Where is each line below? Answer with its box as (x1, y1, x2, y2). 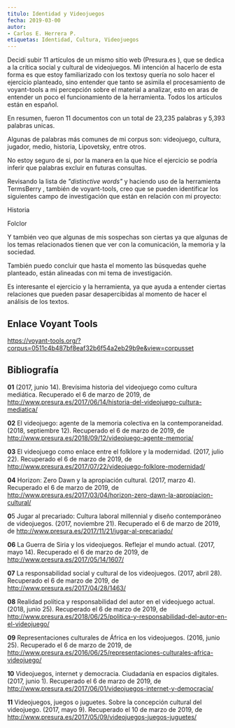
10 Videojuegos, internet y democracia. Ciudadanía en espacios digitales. (7, 669, 219, 677)
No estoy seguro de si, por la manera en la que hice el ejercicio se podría (7, 156, 218, 165)
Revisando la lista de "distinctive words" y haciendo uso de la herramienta (7, 177, 221, 186)
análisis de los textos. (7, 298, 70, 306)
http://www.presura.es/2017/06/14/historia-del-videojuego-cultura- (7, 397, 202, 406)
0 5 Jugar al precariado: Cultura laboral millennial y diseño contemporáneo (7, 512, 222, 520)
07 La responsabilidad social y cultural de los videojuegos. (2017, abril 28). (7, 569, 222, 577)
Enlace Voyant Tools (7, 317, 98, 330)
